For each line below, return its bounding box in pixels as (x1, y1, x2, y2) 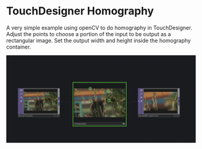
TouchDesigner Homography (6, 4, 155, 18)
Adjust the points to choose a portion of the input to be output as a (6, 30, 171, 37)
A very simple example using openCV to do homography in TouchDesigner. (6, 24, 192, 31)
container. (6, 43, 31, 50)
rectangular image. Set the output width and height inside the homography (6, 37, 191, 44)
